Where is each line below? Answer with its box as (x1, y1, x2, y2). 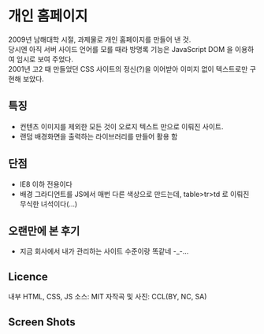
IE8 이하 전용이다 (19, 179, 73, 189)
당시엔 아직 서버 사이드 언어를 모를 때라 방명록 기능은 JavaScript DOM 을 (8, 44, 234, 54)
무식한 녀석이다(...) (19, 199, 78, 209)
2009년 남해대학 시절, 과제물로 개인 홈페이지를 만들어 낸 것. (8, 35, 191, 44)
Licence (8, 269, 49, 284)
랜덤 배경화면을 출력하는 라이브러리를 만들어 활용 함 (19, 132, 178, 141)
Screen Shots (8, 315, 76, 328)
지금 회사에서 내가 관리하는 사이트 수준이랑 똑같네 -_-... (19, 247, 189, 256)
